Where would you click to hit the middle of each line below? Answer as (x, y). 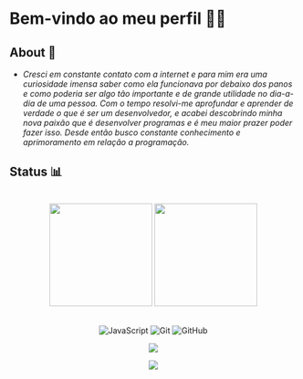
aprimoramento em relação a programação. (106, 142)
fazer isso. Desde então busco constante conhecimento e (131, 132)
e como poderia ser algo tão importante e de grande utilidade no (145, 94)
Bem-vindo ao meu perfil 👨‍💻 (118, 19)
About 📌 (33, 53)
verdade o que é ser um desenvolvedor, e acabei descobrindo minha (152, 113)
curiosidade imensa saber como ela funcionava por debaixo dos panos (157, 84)
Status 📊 (36, 172)
